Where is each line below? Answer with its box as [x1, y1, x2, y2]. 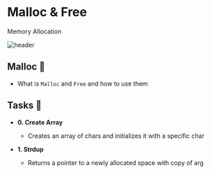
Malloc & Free [7, 4, 88, 20]
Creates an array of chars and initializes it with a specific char [27, 132, 205, 140]
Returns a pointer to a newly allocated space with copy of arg [27, 158, 204, 167]
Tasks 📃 [7, 100, 42, 111]
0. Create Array [17, 118, 63, 126]
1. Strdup [17, 145, 44, 153]
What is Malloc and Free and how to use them [17, 79, 148, 88]
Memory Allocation [7, 27, 62, 35]
